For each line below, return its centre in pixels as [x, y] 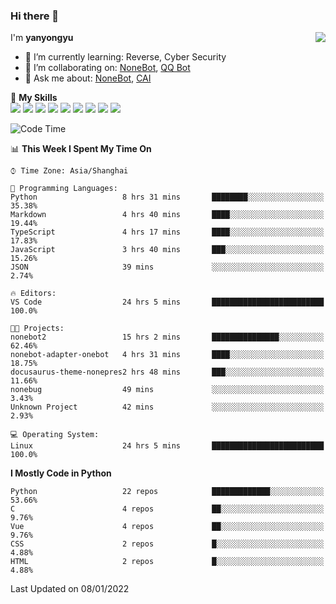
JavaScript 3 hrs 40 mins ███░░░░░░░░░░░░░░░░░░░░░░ [167, 250]
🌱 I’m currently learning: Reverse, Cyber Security [125, 57]
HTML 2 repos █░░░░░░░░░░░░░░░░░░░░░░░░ [167, 562]
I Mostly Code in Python [61, 473]
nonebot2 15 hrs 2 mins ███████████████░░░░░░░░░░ [167, 337]
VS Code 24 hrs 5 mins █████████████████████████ [167, 302]
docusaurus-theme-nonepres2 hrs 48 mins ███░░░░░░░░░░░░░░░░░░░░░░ [167, 372]
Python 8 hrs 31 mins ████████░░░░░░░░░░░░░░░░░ [167, 197]
